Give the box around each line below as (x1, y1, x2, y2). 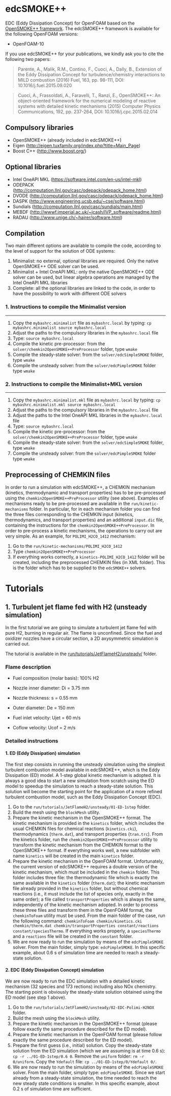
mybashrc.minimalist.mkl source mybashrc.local (12, 402, 116, 407)
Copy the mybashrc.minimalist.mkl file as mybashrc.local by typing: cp (12, 397, 161, 403)
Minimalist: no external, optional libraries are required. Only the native (12, 258, 159, 264)
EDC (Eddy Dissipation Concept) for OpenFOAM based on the (5, 20, 135, 26)
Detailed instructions (5, 737, 59, 744)
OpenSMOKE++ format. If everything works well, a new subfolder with (12, 847, 160, 854)
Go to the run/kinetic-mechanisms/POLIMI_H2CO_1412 (12, 543, 123, 549)
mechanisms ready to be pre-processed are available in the (5, 500, 130, 506)
